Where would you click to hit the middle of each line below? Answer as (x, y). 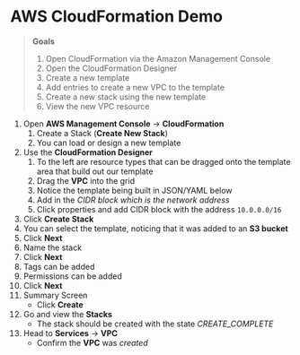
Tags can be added (59, 266)
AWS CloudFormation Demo (117, 17)
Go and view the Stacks (68, 314)
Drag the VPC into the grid (86, 180)
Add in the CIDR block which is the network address (133, 200)
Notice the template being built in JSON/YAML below (134, 190)
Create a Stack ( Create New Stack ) (102, 133)
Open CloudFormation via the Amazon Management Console (158, 58)
